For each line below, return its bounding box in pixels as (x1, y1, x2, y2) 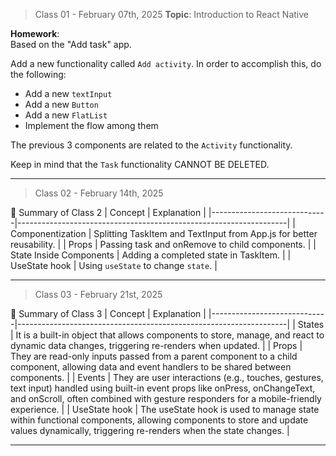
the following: (10, 69, 67, 80)
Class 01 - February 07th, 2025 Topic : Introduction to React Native (34, 9, 309, 20)
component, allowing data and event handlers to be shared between (10, 361, 292, 373)
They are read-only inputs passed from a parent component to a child (10, 350, 298, 362)
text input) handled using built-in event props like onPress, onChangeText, (10, 382, 316, 394)
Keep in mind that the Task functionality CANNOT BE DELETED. (10, 159, 270, 170)
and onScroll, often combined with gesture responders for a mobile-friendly (10, 393, 322, 404)
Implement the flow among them (24, 120, 159, 131)
